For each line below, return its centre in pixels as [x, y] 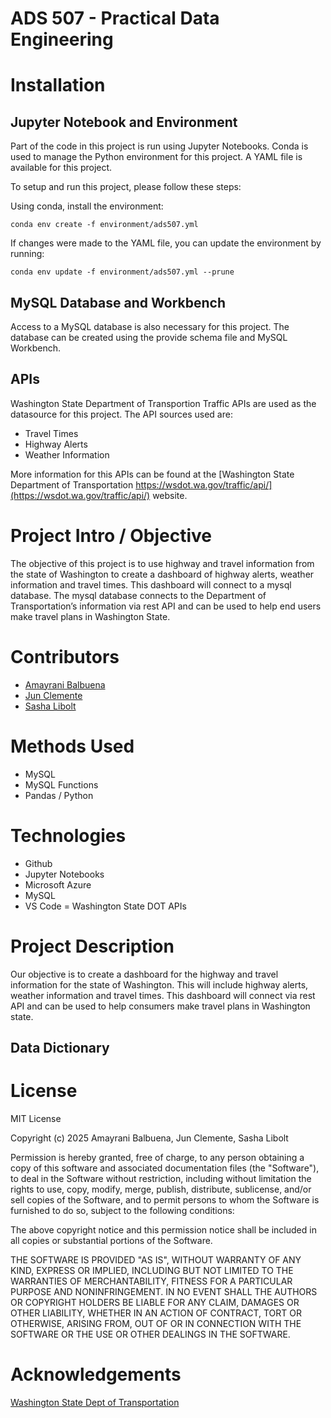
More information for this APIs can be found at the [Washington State [152, 474]
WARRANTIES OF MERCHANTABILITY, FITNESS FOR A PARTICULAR [151, 1281]
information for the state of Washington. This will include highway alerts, [159, 984]
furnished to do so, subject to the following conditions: [122, 1210]
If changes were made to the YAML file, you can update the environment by [166, 243]
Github [38, 863]
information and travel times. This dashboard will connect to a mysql [151, 584]
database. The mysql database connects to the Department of [138, 595]
